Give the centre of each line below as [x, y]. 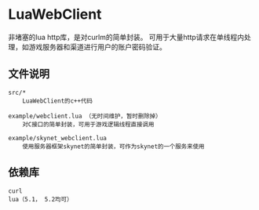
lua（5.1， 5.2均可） [40, 199]
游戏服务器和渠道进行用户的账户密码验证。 [97, 47]
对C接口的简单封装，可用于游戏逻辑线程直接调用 [88, 124]
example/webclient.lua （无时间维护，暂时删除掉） [85, 116]
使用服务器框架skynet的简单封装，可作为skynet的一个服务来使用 [113, 147]
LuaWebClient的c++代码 [57, 101]
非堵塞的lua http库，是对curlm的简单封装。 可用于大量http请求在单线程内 [126, 37]
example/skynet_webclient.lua [58, 138]
